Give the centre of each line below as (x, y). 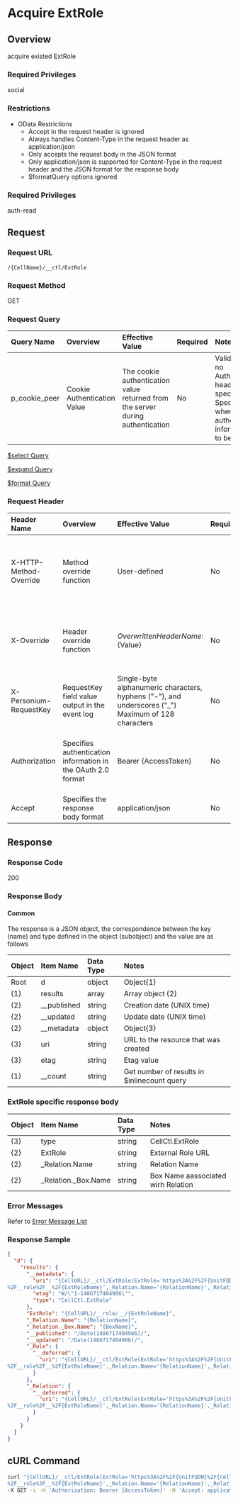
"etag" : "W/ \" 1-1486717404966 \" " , (84, 1294)
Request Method (36, 285)
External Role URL (180, 1152)
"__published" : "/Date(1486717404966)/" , (88, 1333)
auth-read (22, 210)
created (137, 1049)
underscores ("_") (147, 705)
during (133, 416)
